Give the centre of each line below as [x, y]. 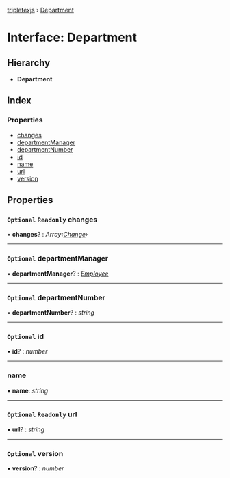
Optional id [26, 336]
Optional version [35, 453]
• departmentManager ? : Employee [58, 274]
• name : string [28, 390]
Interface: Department [72, 38]
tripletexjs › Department [40, 10]
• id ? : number [27, 351]
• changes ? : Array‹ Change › [48, 235]
